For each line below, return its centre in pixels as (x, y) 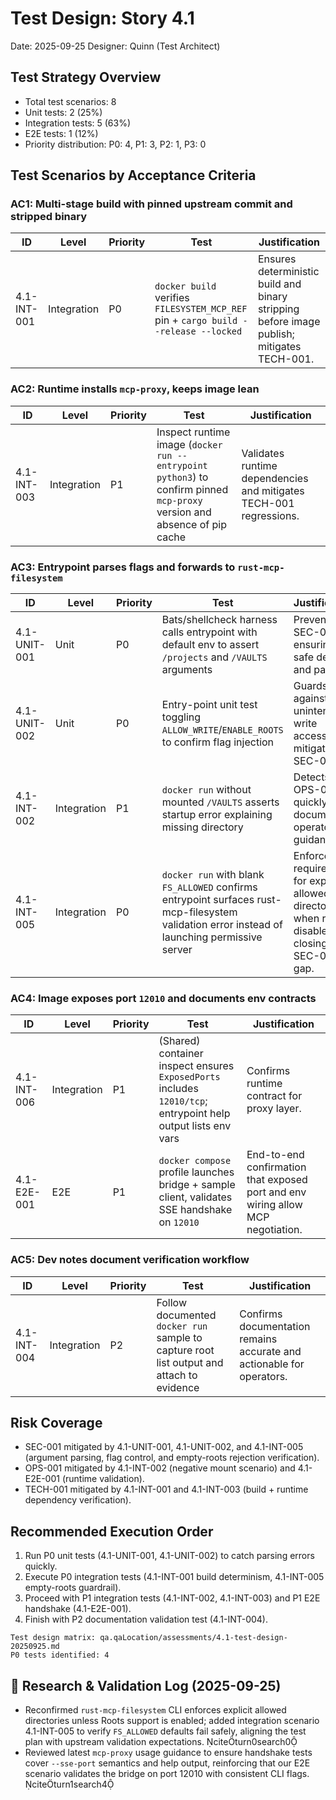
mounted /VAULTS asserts (220, 802)
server (177, 950)
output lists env (195, 1126)
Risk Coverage (56, 1423)
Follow (171, 1302)
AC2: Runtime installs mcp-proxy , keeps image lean (135, 389)
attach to (177, 1375)
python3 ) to (182, 477)
